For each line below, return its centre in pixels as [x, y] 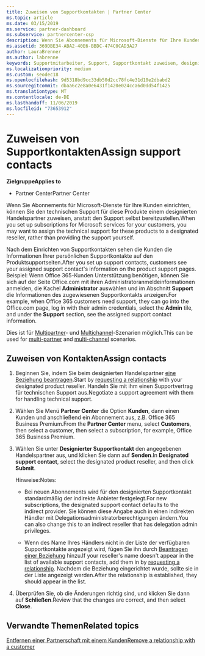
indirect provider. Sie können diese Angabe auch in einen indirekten [109, 511]
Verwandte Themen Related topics [73, 626]
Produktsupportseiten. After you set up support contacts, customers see [97, 263]
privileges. [37, 531]
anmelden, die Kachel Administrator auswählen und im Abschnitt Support [100, 288]
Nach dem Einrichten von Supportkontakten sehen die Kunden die [89, 250]
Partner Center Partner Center [52, 194]
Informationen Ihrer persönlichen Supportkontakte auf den [80, 256]
